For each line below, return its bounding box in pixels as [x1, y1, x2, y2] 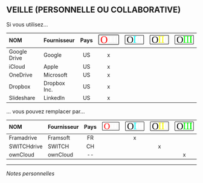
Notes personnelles [6, 170, 55, 177]
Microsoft [43, 71, 68, 78]
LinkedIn [43, 95, 65, 102]
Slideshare [8, 95, 36, 102]
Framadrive [8, 134, 37, 141]
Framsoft [47, 134, 71, 141]
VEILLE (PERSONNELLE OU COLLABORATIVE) [6, 5, 181, 15]
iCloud [8, 63, 25, 70]
